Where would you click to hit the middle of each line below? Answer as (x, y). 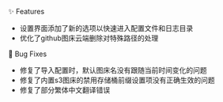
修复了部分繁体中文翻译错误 (65, 90)
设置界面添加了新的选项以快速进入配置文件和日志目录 (106, 28)
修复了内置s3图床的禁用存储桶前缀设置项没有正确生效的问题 (117, 80)
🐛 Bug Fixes (28, 54)
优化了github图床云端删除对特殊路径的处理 (89, 38)
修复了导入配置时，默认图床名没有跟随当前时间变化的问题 (113, 70)
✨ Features (26, 11)
